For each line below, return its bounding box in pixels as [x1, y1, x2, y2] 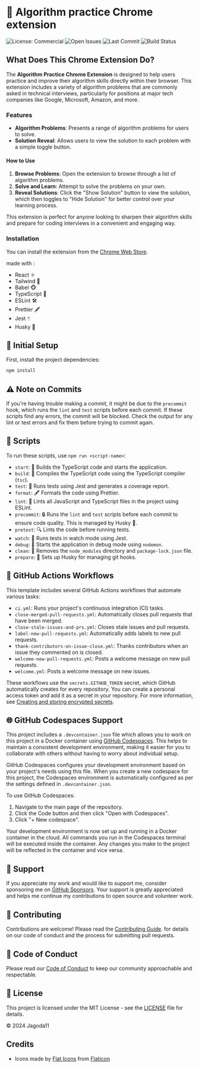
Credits [6, 1039, 34, 1050]
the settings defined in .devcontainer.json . [6, 781, 112, 788]
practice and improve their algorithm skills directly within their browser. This [6, 77, 192, 84]
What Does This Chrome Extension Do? [6, 55, 155, 65]
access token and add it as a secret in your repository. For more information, [6, 691, 193, 699]
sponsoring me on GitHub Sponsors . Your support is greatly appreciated [6, 886, 183, 893]
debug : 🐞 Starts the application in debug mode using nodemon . [14, 541, 163, 548]
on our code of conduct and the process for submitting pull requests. [6, 932, 175, 939]
